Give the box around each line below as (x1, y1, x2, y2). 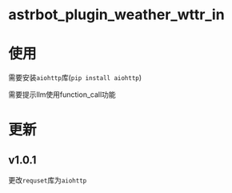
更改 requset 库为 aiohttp (8, 175, 87, 185)
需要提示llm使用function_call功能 (8, 90, 116, 99)
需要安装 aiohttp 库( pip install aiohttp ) (8, 73, 142, 82)
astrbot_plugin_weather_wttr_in (8, 6, 226, 24)
